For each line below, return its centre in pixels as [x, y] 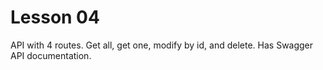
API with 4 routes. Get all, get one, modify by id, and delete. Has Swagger [162, 45]
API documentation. [51, 55]
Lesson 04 [55, 17]
